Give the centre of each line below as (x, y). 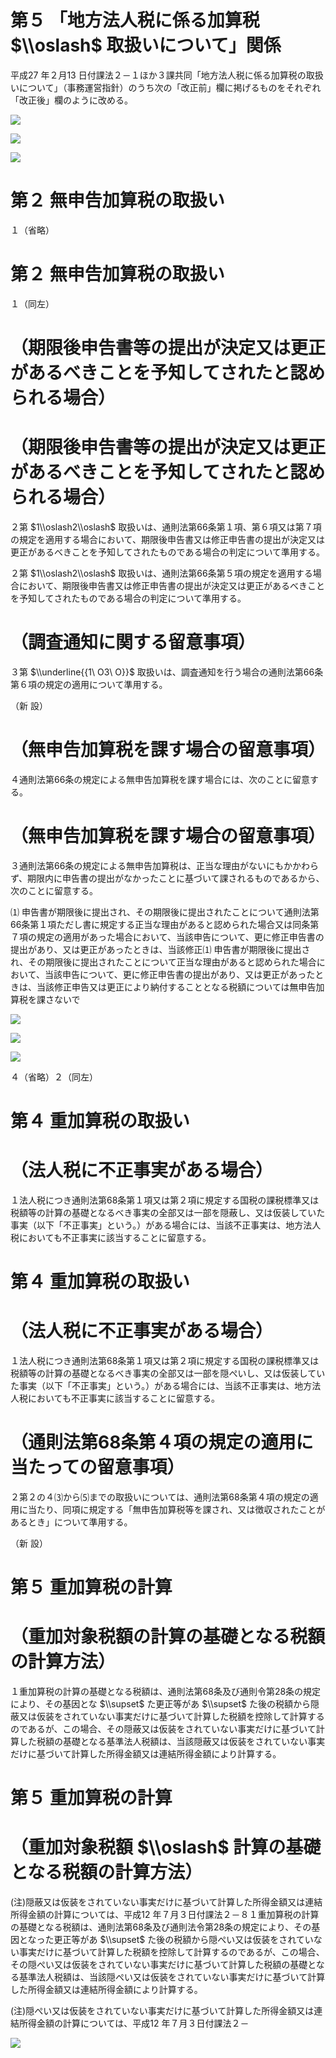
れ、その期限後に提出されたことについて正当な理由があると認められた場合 (163, 962)
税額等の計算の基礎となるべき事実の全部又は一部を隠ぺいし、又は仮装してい (168, 1373)
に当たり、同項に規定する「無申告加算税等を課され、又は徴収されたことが (172, 1509)
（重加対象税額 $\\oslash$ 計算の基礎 (166, 1847)
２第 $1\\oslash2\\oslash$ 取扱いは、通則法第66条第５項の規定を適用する (161, 573)
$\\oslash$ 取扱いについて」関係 (146, 45)
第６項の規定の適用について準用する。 (89, 684)
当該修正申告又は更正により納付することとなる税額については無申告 (176, 987)
